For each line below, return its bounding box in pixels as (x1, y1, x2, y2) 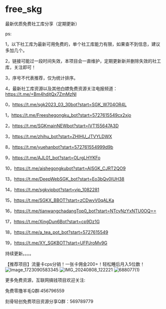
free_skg (5, 4, 42, 15)
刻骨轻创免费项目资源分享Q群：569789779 (5, 298, 93, 304)
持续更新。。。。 (5, 250, 34, 256)
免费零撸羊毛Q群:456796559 (5, 287, 65, 293)
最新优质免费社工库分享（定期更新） (5, 21, 80, 27)
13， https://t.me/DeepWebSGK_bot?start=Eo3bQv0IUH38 (5, 176, 125, 182)
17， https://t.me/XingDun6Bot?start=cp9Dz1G (5, 218, 100, 224)
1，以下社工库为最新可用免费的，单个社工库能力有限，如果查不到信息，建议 (5, 41, 160, 47)
